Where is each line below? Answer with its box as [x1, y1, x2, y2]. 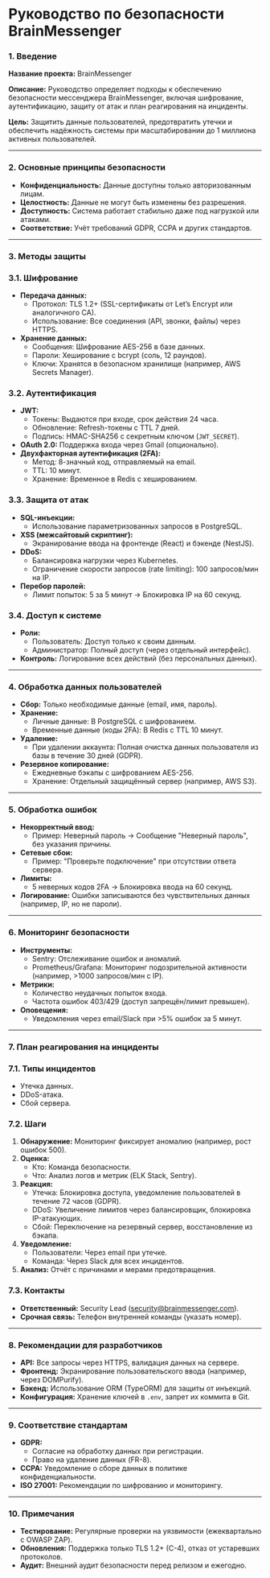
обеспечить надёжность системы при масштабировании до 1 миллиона [8, 126, 256, 135]
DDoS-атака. [19, 1090, 64, 1099]
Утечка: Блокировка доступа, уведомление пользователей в [31, 1188, 241, 1197]
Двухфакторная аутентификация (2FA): [19, 448, 162, 459]
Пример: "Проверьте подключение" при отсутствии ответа [31, 856, 237, 866]
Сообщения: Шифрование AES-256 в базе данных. [31, 342, 206, 351]
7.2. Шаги [8, 1118, 47, 1129]
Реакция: [19, 1180, 54, 1189]
